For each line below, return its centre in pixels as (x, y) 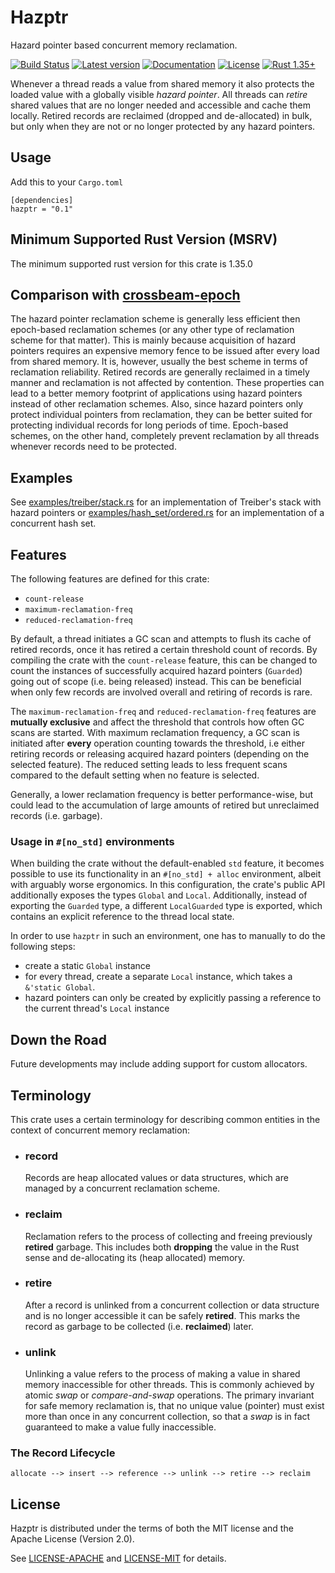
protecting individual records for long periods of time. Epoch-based (149, 425)
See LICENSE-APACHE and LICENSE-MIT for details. (118, 1558)
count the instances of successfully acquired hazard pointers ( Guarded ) (156, 670)
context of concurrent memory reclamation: (100, 1130)
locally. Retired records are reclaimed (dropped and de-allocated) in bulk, (161, 115)
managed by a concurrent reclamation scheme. (122, 1188)
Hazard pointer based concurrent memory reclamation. (124, 45)
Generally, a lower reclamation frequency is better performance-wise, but (162, 794)
